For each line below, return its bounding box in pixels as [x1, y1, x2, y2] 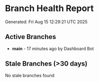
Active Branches [5, 33, 56, 41]
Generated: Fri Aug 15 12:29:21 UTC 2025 [5, 19, 88, 25]
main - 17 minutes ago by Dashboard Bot [12, 45, 94, 51]
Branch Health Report [5, 3, 94, 14]
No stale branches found [5, 72, 55, 78]
